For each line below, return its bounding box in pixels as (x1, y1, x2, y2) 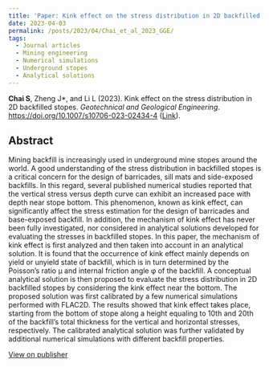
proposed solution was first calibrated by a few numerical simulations (8, 292, 238, 301)
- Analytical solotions (15, 71, 95, 80)
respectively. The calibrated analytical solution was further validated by (8, 326, 245, 336)
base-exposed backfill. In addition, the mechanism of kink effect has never (8, 214, 255, 225)
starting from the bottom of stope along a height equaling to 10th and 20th (8, 308, 255, 318)
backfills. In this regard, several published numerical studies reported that (8, 181, 252, 190)
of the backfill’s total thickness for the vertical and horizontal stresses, (8, 317, 241, 327)
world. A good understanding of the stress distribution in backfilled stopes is (8, 164, 262, 173)
